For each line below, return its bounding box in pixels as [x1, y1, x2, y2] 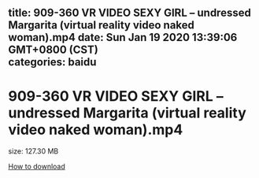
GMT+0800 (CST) [8, 43, 98, 57]
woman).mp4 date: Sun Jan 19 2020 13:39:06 [8, 31, 238, 44]
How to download [8, 161, 65, 172]
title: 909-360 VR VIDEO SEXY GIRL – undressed [8, 6, 252, 20]
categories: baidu [8, 55, 97, 69]
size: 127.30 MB [8, 146, 59, 156]
